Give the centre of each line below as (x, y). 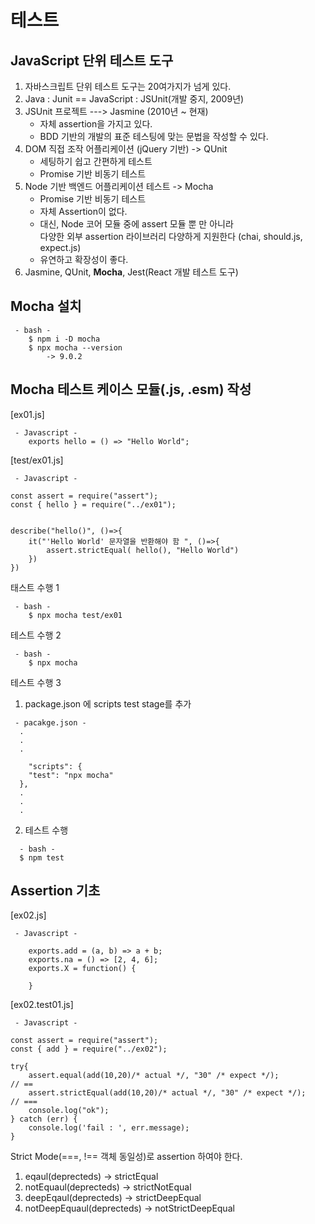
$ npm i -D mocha (64, 339)
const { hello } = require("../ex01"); (93, 504)
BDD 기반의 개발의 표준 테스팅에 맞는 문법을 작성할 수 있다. (154, 136)
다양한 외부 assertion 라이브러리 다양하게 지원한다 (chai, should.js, (171, 236)
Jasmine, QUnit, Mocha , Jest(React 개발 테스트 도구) (131, 272)
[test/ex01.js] (37, 460)
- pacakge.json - (50, 722)
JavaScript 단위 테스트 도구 (92, 60)
